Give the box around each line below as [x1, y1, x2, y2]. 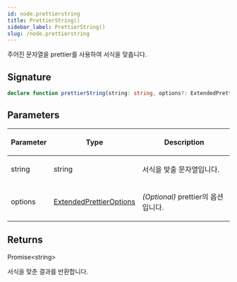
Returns [7, 234, 44, 246]
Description [164, 137, 205, 147]
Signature [7, 71, 51, 83]
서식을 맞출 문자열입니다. [142, 164, 220, 174]
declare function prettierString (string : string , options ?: [7, 90, 188, 97]
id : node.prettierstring [7, 10, 80, 18]
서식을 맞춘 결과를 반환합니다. [7, 267, 89, 276]
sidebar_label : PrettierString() [7, 23, 106, 30]
